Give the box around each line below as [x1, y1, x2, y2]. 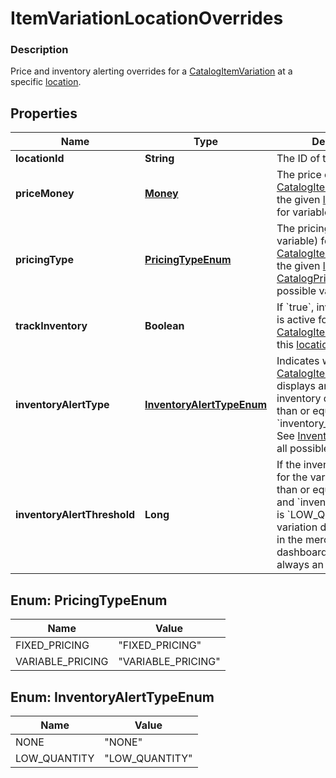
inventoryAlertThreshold [15, 508, 136, 522]
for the [276, 470, 308, 484]
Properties [10, 105, 78, 122]
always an [276, 558, 324, 572]
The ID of [276, 152, 321, 166]
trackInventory [15, 319, 88, 333]
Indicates [276, 354, 320, 368]
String [144, 152, 175, 166]
